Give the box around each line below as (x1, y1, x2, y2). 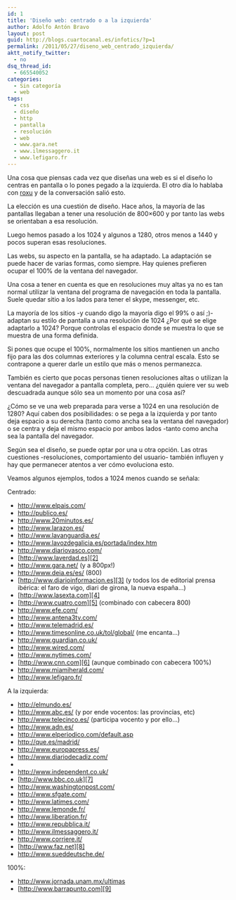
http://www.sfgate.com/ (17, 790, 87, 798)
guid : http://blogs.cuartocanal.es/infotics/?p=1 (7, 37, 156, 44)
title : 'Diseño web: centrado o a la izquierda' (7, 17, 152, 24)
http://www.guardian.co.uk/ (17, 636, 98, 644)
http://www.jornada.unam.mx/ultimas (17, 877, 126, 885)
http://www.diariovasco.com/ (17, 546, 103, 554)
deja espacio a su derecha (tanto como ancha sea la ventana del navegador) (7, 416, 229, 425)
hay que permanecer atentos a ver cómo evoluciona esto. (7, 460, 174, 468)
